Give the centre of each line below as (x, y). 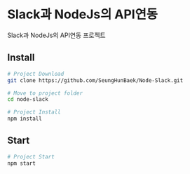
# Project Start (31, 156)
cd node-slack (28, 100)
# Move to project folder (45, 93)
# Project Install (34, 112)
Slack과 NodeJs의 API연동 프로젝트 (57, 35)
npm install (25, 119)
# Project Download (36, 74)
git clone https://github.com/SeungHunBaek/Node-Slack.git (95, 80)
